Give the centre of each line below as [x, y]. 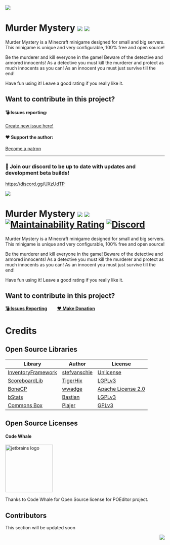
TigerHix [72, 381]
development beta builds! [37, 173]
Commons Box [25, 405]
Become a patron [23, 148]
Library [32, 364]
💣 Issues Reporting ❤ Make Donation [50, 308]
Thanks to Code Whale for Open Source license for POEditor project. [77, 499]
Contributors [26, 515]
